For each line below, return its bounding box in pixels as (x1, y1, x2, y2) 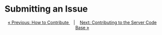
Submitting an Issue (4, 3, 88, 15)
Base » (75, 24, 90, 30)
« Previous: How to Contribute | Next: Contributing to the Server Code (7, 19, 157, 25)
